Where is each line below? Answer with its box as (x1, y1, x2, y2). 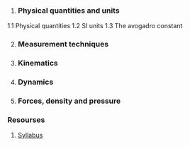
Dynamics (17, 77, 54, 87)
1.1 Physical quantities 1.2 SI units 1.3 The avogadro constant (7, 22, 183, 30)
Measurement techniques (17, 39, 108, 49)
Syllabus (17, 131, 43, 140)
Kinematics (17, 59, 58, 68)
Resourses (7, 115, 45, 125)
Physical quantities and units (17, 6, 120, 16)
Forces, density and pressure (17, 96, 121, 106)
